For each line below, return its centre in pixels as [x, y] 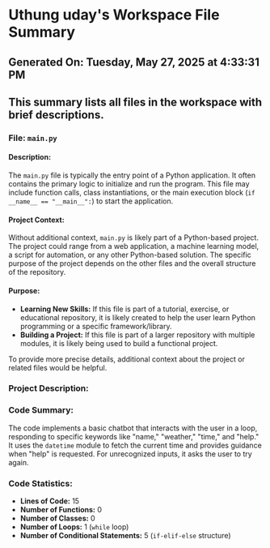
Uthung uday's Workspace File [114, 15]
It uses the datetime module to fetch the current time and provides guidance [135, 445]
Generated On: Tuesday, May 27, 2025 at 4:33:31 [134, 62]
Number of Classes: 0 [57, 518]
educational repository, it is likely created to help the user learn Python [138, 317]
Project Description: [49, 388]
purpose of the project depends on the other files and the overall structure [132, 263]
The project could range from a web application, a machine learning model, [134, 246]
